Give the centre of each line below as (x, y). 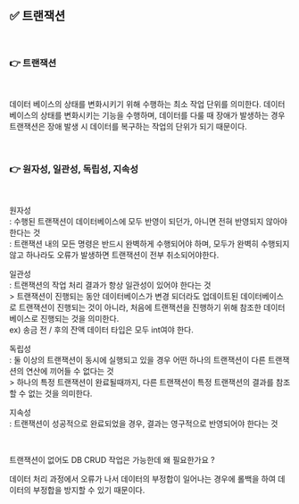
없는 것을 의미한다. (60, 394)
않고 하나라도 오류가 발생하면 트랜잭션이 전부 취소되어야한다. (114, 255)
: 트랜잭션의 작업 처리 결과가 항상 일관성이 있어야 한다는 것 (110, 285)
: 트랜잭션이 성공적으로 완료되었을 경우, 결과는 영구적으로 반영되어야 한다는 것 (144, 424)
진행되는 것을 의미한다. (79, 319)
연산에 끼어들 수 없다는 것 (70, 371)
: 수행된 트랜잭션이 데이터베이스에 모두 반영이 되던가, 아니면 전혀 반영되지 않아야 (149, 222)
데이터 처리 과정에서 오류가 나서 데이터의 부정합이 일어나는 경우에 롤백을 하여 (143, 479)
